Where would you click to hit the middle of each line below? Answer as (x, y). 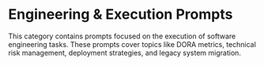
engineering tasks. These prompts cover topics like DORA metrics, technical (132, 44)
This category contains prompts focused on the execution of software (122, 36)
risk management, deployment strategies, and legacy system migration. (124, 52)
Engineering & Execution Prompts (121, 14)
